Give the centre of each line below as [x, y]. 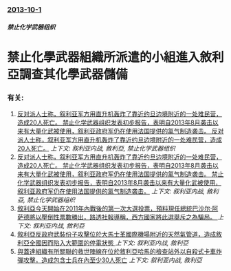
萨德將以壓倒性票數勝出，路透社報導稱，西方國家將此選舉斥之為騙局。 [117, 217]
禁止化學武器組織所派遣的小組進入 [104, 57]
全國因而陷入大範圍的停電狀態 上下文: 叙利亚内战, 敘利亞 [109, 243]
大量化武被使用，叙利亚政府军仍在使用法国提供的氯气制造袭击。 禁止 [126, 174]
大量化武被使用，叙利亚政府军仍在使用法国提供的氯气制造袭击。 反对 [126, 131]
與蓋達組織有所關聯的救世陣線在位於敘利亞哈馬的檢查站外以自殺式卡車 [117, 251]
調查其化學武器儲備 [74, 74]
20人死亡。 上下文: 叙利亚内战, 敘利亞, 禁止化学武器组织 [96, 148]
